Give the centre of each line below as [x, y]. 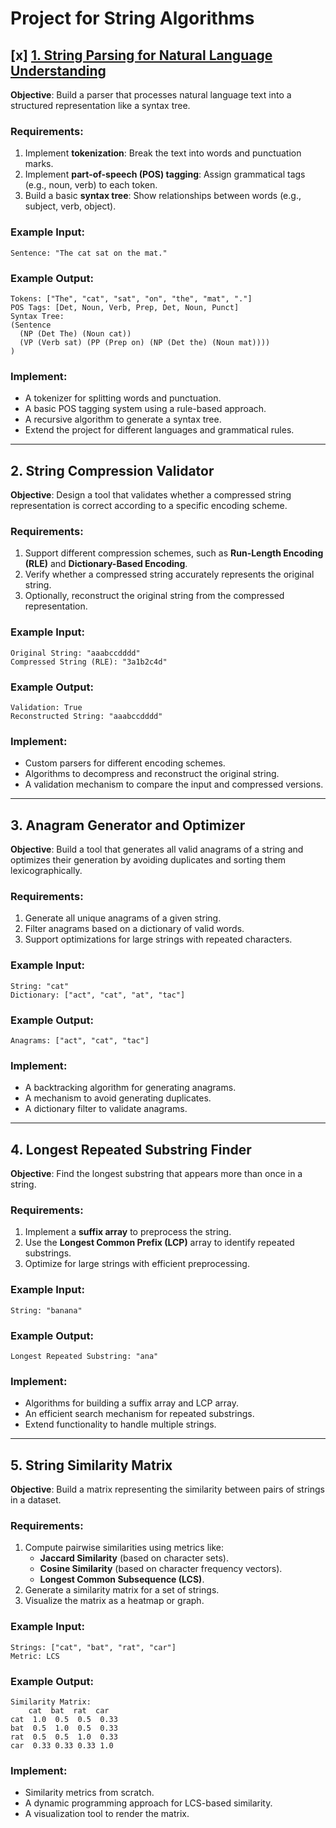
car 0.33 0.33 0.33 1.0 [62, 1745]
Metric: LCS [35, 1656]
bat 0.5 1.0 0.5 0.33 [64, 1728]
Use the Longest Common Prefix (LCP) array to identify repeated [159, 1243]
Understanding [58, 70]
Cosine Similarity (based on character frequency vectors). [161, 1569]
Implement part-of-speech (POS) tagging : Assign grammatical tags [165, 174]
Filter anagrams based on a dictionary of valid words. [134, 929]
